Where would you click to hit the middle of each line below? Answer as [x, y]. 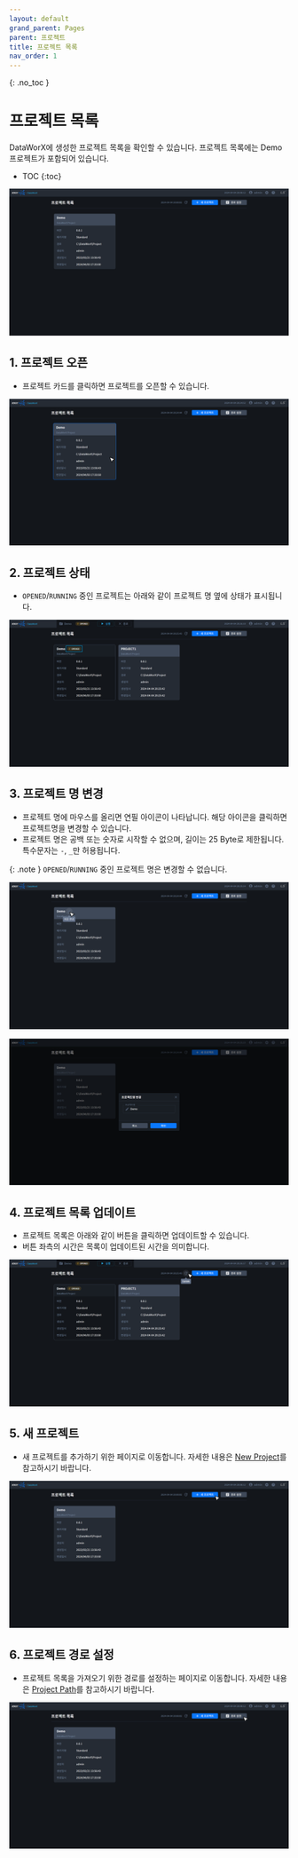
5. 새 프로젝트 [44, 1434]
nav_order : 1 [33, 56]
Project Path [54, 1689]
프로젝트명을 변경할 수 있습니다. [76, 828]
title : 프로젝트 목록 [43, 47]
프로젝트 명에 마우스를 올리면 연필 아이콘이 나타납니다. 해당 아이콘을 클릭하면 [155, 817]
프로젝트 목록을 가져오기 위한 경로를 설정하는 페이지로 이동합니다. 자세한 [146, 1678]
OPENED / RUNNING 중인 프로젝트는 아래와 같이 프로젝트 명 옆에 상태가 [137, 596]
